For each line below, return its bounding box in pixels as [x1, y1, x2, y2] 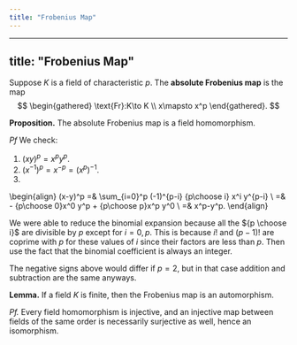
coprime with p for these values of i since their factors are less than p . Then [9, 236, 286, 247]
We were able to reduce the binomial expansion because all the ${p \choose [9, 218, 287, 228]
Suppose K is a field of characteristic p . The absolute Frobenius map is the [9, 77, 284, 88]
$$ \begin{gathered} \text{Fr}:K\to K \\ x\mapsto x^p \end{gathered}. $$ [17, 101, 280, 111]
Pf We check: [9, 134, 58, 146]
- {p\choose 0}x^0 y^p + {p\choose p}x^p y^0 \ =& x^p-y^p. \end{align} [9, 200, 269, 211]
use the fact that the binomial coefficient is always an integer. [9, 245, 232, 257]
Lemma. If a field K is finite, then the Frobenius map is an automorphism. [9, 289, 274, 300]
